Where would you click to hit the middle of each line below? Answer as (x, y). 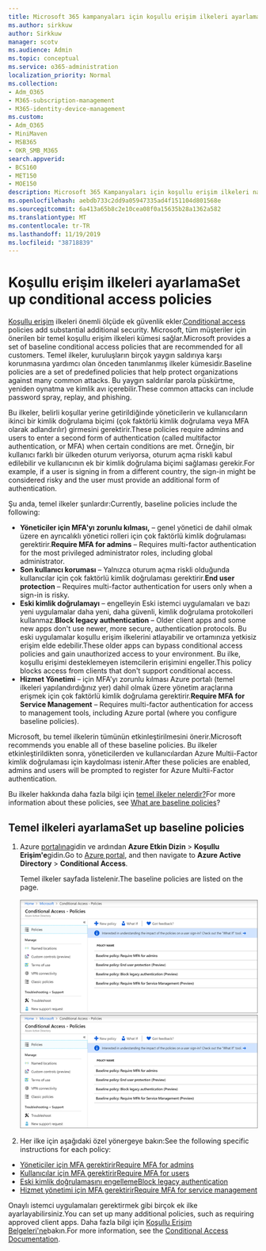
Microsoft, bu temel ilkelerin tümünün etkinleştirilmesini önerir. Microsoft (125, 736)
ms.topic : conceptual (44, 59)
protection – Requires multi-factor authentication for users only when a (136, 587)
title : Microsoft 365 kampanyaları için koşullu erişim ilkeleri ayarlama (134, 17)
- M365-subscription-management (61, 100)
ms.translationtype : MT (47, 217)
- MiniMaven (28, 134)
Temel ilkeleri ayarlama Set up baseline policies (126, 827)
